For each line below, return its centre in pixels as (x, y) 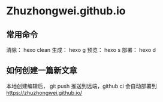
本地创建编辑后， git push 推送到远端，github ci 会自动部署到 (81, 86)
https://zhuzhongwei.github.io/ (44, 92)
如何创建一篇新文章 (42, 71)
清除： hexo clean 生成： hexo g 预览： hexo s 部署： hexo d (81, 50)
